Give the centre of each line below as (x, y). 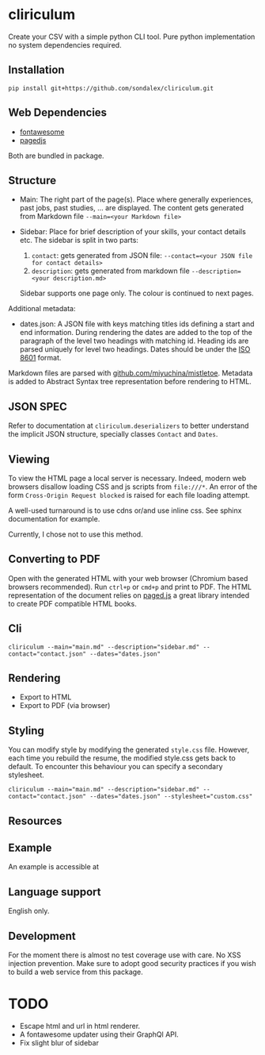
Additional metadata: (42, 309)
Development (42, 936)
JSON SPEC (38, 406)
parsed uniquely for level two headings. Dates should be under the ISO (135, 349)
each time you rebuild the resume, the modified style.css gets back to (122, 758)
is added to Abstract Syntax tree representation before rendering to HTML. (130, 382)
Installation (36, 70)
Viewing (29, 459)
